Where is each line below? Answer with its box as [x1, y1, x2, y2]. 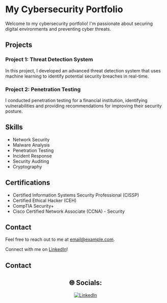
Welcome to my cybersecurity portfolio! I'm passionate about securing [5, 20, 153, 27]
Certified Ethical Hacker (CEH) [12, 197, 77, 204]
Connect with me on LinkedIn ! [5, 246, 68, 252]
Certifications [5, 179, 50, 187]
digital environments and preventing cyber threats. [5, 26, 111, 32]
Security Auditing [12, 158, 49, 164]
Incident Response [12, 153, 52, 159]
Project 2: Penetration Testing [5, 86, 81, 93]
